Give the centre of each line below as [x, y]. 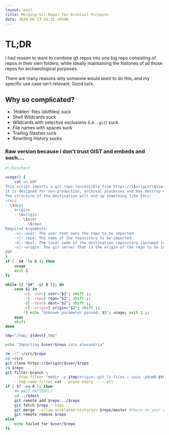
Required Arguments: [27, 229]
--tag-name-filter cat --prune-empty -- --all [64, 382]
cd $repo [14, 368]
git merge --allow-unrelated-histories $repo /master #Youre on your [88, 410]
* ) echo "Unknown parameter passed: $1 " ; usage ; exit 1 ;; [87, 312]
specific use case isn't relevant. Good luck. [50, 84]
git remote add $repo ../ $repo [47, 400]
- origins [20, 210]
